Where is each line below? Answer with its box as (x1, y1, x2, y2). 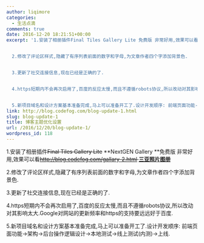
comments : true (6, 26, 45, 32)
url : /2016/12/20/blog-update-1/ (6, 125, 91, 131)
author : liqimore (6, 9, 50, 15)
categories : (6, 15, 36, 21)
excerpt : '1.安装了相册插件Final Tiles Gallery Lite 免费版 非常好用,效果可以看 (6, 37, 199, 43)
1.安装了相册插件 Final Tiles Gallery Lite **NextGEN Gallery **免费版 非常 (6, 148, 188, 155)
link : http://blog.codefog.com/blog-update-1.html (6, 108, 137, 114)
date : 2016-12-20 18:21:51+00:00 (6, 32, 91, 38)
